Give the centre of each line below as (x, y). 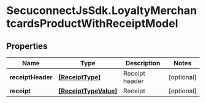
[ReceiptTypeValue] (88, 91)
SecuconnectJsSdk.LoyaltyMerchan (102, 11)
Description (143, 63)
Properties (27, 46)
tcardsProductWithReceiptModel (92, 23)
